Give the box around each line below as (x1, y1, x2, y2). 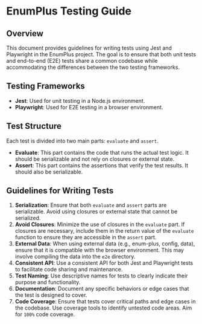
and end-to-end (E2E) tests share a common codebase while (6, 57, 158, 64)
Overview (6, 28, 44, 39)
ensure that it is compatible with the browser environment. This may (14, 247, 184, 254)
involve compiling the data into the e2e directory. (14, 253, 136, 261)
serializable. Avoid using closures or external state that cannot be (14, 208, 178, 215)
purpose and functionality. (14, 279, 81, 286)
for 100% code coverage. (14, 311, 75, 318)
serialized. (14, 215, 41, 222)
